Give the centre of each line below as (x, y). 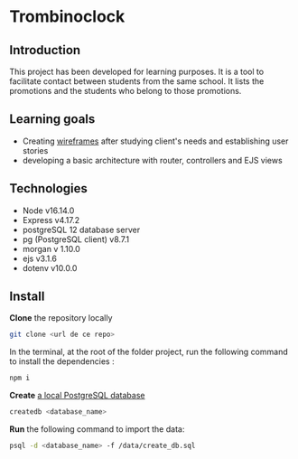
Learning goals (52, 119)
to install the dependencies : (62, 361)
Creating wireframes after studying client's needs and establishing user (155, 141)
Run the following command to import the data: (97, 429)
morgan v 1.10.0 (51, 248)
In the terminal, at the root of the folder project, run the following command (149, 352)
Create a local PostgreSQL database (77, 396)
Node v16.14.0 (48, 211)
